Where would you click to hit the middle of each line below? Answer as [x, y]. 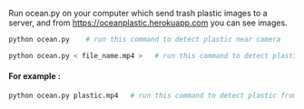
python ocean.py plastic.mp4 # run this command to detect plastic [143, 95]
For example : [34, 76]
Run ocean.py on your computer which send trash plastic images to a [138, 13]
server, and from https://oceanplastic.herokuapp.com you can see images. [148, 23]
